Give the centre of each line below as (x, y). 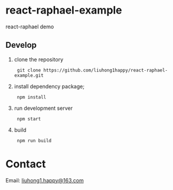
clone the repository (39, 59)
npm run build (34, 140)
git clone (29, 70)
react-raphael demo (30, 27)
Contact (26, 164)
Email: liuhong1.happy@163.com (45, 180)
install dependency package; (49, 86)
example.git (29, 75)
